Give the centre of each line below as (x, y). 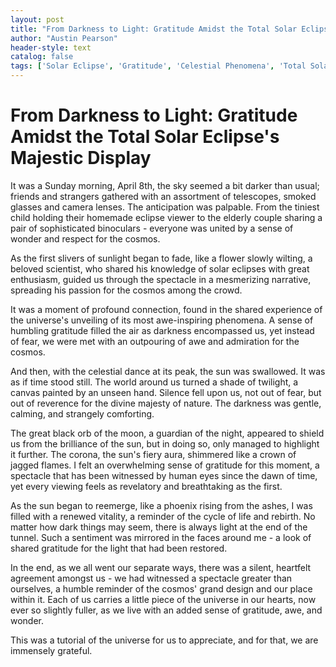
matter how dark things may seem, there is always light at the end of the (159, 527)
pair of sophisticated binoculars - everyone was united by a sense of (152, 228)
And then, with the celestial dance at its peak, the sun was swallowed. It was (168, 371)
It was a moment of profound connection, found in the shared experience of (166, 309)
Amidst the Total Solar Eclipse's (145, 137)
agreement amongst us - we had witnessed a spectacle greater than (151, 578)
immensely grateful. (51, 650)
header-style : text (51, 47)
